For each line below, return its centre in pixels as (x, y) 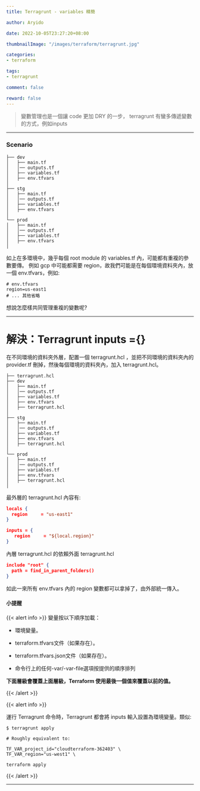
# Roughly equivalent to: (38, 738)
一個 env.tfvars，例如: (33, 273)
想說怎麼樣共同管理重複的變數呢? (47, 307)
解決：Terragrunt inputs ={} (76, 339)
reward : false (24, 98)
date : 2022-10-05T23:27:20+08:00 (48, 33)
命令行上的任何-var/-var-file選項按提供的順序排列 (75, 668)
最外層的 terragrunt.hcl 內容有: (43, 497)
